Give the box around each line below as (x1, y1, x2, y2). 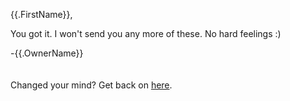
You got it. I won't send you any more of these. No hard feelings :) (10, 28, 282, 39)
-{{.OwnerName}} (10, 47, 84, 59)
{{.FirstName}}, (10, 9, 73, 20)
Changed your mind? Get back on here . (10, 79, 173, 91)
